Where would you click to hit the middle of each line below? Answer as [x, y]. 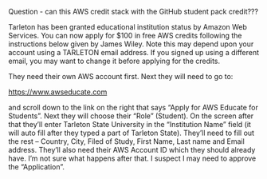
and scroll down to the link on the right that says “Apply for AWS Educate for [133, 107]
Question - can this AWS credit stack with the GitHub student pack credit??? [133, 12]
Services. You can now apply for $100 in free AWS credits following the [125, 36]
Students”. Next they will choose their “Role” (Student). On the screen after [131, 116]
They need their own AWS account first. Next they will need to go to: [121, 76]
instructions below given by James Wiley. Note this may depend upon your [131, 44]
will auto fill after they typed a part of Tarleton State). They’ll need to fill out [132, 133]
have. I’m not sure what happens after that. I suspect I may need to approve [132, 158]
